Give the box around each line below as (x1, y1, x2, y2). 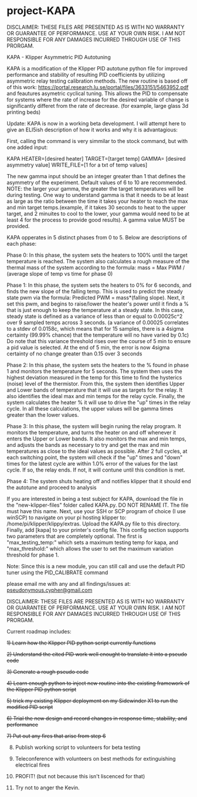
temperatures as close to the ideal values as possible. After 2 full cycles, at (6, 447, 188, 455)
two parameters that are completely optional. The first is (6, 533, 142, 540)
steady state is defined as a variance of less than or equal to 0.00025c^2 (6, 313, 183, 320)
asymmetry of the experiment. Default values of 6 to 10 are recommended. (6, 179, 187, 186)
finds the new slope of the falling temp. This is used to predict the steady (6, 287, 184, 294)
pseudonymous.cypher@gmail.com (6, 586, 93, 593)
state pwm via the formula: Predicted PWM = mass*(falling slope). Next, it (6, 294, 185, 301)
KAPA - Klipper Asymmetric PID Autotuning (6, 53, 111, 60)
